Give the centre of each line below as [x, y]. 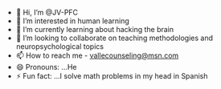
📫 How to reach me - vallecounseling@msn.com [97, 55]
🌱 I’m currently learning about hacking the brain [95, 29]
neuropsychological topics [60, 47]
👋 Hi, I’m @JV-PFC [47, 12]
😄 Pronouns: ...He [46, 67]
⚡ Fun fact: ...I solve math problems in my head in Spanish [112, 76]
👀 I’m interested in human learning [73, 21]
